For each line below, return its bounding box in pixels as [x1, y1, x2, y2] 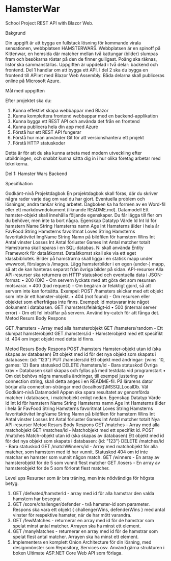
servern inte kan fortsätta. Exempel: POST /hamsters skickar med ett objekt [5, 288, 163, 294]
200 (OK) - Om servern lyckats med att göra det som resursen [25, 277, 156, 283]
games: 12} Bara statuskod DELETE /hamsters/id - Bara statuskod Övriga [5, 362, 158, 368]
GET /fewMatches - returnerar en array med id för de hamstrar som [12, 517, 154, 523]
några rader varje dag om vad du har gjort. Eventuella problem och [5, 196, 145, 202]
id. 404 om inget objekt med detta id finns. [5, 335, 95, 342]
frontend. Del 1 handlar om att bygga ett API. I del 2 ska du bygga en [5, 67, 149, 73]
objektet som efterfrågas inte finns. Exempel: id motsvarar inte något [5, 299, 149, 305]
